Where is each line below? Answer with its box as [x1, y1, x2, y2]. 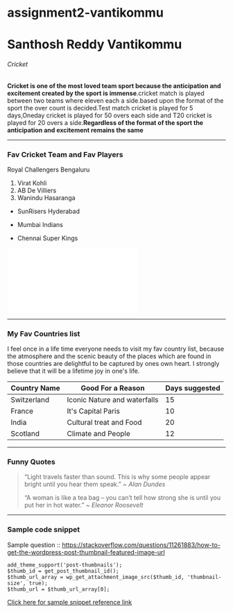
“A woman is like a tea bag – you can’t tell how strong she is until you [24, 494, 221, 502]
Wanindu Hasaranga [17, 193, 76, 202]
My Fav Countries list [7, 328, 80, 338]
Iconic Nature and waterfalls [67, 395, 159, 405]
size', [7, 580, 26, 587]
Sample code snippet [7, 525, 80, 535]
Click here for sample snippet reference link [7, 598, 132, 606]
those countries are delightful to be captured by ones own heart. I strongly [7, 360, 220, 368]
